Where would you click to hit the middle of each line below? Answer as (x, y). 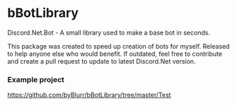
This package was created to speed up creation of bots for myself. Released (118, 46)
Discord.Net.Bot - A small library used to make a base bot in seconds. (109, 33)
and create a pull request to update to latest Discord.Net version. (102, 61)
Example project (36, 79)
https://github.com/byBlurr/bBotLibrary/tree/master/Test (89, 95)
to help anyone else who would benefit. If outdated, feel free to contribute (115, 54)
